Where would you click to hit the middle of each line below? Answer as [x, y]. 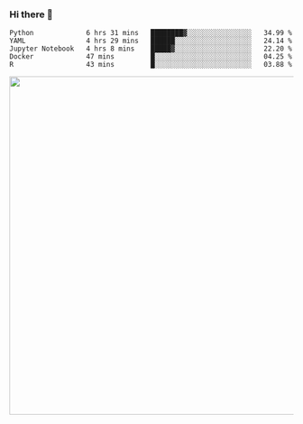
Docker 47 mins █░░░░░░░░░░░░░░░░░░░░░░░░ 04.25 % [151, 57]
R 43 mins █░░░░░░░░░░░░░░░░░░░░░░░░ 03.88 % [151, 65]
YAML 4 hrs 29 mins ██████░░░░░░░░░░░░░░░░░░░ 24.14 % [151, 41]
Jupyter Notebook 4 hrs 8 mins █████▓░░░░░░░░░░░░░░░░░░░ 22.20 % [151, 49]
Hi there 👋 [32, 14]
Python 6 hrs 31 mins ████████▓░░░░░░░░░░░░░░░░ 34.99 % [151, 33]
